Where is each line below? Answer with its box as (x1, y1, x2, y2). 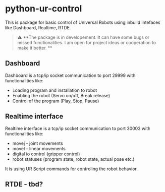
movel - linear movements (12, 145, 66, 151)
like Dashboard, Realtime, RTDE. (5, 24, 71, 30)
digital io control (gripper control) (12, 151, 80, 157)
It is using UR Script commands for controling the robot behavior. (5, 166, 138, 172)
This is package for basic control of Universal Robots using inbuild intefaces (5, 19, 161, 25)
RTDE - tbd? (5, 180, 43, 189)
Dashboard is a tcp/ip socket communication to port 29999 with (5, 72, 136, 78)
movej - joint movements (12, 140, 63, 146)
